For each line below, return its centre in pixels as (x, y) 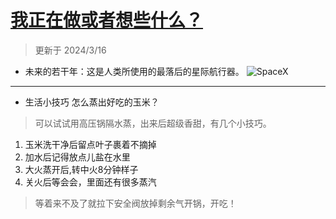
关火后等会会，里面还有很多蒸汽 (90, 182)
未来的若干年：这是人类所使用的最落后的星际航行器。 (134, 71)
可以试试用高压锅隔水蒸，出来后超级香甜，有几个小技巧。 (153, 123)
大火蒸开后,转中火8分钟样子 (81, 169)
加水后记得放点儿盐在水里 (77, 157)
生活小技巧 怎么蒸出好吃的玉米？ (92, 102)
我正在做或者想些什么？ (107, 20)
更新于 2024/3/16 (70, 50)
